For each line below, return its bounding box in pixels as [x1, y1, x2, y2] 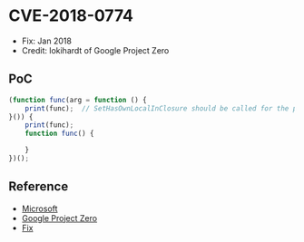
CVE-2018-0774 [8, 5, 133, 26]
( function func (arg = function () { [8, 95, 147, 104]
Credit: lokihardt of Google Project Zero [21, 44, 170, 55]
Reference [8, 179, 69, 195]
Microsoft [21, 203, 58, 214]
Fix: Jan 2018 [21, 35, 72, 46]
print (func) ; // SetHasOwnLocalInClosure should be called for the [25, 103, 289, 113]
